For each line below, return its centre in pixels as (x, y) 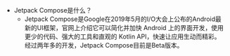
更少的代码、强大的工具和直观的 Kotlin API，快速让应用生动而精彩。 (122, 36)
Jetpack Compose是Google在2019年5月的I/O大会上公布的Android (120, 19)
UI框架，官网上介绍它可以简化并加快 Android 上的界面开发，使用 (130, 28)
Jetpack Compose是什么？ (53, 10)
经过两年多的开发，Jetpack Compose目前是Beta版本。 (104, 45)
